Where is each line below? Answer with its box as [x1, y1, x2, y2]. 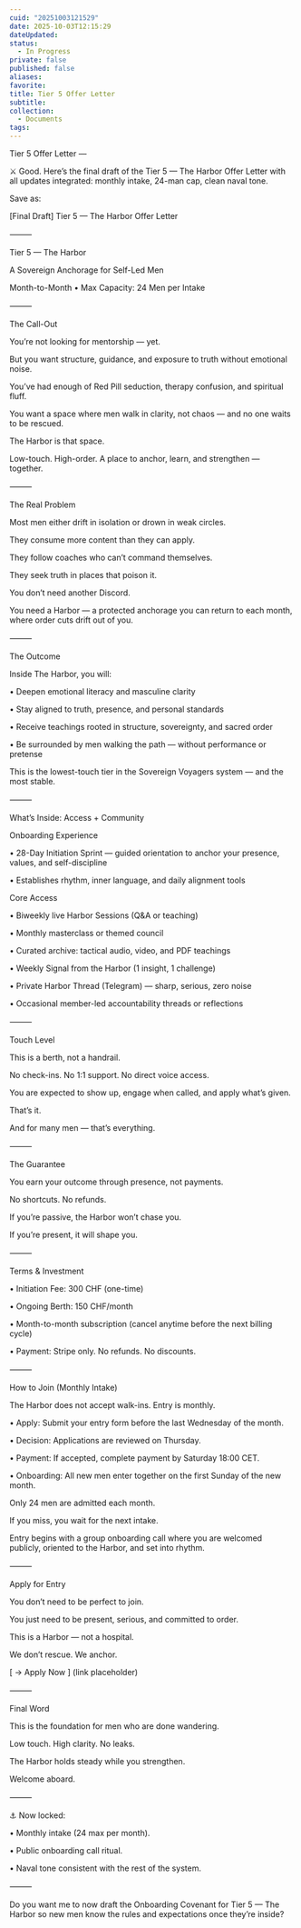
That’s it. [9, 1105, 42, 1115]
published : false [9, 65, 75, 74]
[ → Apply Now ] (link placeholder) [9, 1667, 139, 1677]
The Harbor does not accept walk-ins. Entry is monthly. [9, 1400, 216, 1410]
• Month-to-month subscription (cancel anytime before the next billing [9, 1319, 273, 1329]
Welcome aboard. [9, 1773, 75, 1784]
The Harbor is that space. [9, 435, 105, 446]
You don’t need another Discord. [9, 587, 131, 598]
